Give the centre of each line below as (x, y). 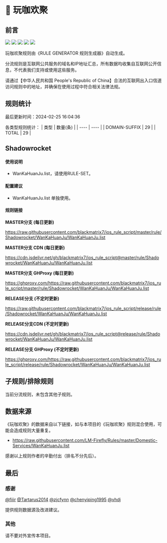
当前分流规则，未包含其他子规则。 (40, 394)
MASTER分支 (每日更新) (30, 222)
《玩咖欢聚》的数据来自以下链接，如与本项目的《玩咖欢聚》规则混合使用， (81, 424)
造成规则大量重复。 (33, 430)
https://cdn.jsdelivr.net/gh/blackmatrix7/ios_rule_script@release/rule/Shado (83, 334)
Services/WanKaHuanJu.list (41, 446)
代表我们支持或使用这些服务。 (49, 70)
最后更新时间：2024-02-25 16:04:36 (43, 117)
